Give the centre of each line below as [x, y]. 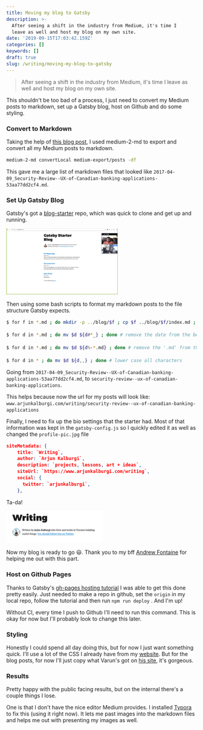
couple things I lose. [31, 695]
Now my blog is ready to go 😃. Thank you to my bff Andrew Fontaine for [97, 552]
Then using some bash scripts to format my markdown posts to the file [94, 304]
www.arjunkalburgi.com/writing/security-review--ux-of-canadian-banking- [101, 403]
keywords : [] [23, 51]
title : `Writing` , [40, 452]
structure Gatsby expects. [38, 310]
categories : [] [25, 45]
